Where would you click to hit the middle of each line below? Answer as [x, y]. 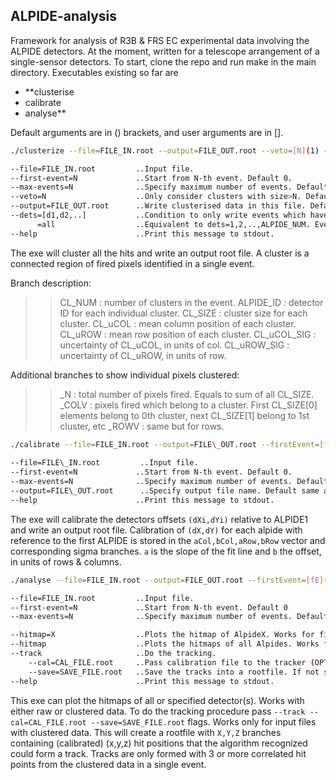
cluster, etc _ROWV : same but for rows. [142, 426]
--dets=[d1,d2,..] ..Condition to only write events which [158, 215]
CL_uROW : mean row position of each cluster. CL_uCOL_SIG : [188, 334]
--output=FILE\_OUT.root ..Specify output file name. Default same [165, 491]
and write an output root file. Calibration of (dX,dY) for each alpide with [156, 530]
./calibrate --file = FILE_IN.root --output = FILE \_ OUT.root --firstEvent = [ [167, 444]
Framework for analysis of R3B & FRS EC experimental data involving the [160, 40]
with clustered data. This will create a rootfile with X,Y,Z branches [146, 732]
